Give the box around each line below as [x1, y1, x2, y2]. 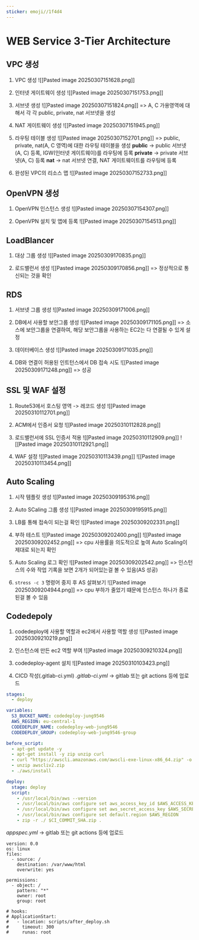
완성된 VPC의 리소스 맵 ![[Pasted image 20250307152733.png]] [14, 169, 168, 176]
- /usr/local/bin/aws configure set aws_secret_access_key [17, 806, 166, 812]
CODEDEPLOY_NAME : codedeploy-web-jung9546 [11, 724, 118, 730]
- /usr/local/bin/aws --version [17, 795, 97, 801]
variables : [6, 708, 33, 713]
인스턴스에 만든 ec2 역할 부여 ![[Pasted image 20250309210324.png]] [14, 646, 182, 654]
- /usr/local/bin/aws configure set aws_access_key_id [17, 801, 155, 807]
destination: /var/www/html [17, 862, 86, 867]
